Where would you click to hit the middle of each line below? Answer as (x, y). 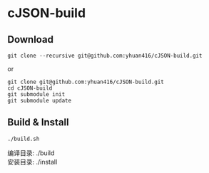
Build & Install (38, 122)
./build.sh (24, 139)
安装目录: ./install (32, 162)
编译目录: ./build (31, 153)
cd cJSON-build (30, 88)
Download (30, 40)
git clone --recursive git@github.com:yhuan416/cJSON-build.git (105, 56)
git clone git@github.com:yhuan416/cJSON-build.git (86, 82)
